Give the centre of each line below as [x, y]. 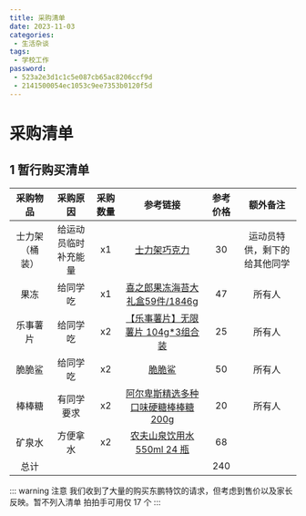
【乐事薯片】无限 [163, 318]
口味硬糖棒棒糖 [163, 407]
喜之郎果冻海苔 [158, 287]
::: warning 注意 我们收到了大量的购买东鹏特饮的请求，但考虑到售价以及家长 [151, 490]
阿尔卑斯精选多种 [163, 393]
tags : [20, 52]
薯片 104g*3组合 [163, 332]
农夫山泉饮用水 [163, 436]
